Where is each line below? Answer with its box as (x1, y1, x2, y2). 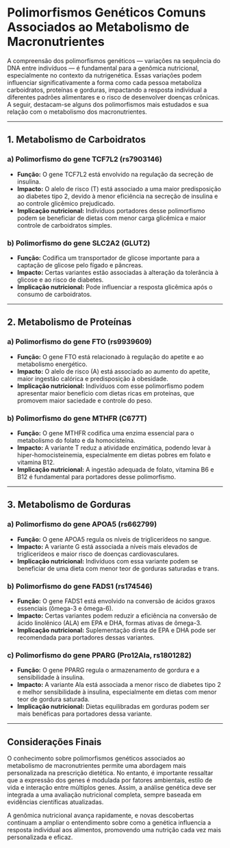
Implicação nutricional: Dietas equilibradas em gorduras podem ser (16, 703, 210, 711)
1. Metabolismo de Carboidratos (7, 134, 146, 145)
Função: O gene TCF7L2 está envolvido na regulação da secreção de (16, 170, 214, 178)
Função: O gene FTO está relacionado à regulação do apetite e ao (16, 352, 204, 361)
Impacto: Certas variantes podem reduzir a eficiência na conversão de (16, 611, 217, 620)
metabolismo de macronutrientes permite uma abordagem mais (7, 762, 187, 769)
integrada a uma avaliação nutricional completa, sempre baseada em (7, 790, 202, 799)
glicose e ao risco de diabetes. (16, 276, 104, 284)
